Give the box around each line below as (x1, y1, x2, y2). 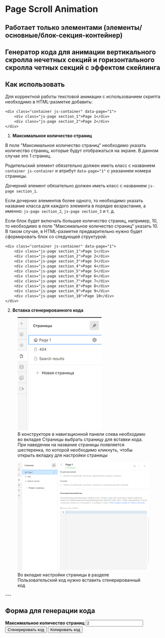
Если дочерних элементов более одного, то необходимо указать (5, 197, 144, 203)
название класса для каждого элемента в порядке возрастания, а (5, 203, 146, 209)
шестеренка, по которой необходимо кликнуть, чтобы (17, 447, 133, 453)
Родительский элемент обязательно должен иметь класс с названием (5, 162, 156, 168)
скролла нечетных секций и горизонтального (5, 56, 155, 64)
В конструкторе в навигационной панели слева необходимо (17, 431, 146, 437)
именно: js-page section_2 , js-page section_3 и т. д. (5, 208, 115, 214)
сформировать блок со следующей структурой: (5, 234, 107, 239)
